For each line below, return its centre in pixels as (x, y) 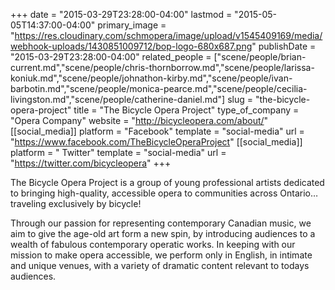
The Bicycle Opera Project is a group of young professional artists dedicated (167, 182)
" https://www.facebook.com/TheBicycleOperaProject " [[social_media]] (156, 142)
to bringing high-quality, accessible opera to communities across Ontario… (164, 193)
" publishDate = (284, 46)
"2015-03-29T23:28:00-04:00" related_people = (111, 57)
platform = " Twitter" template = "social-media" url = (118, 152)
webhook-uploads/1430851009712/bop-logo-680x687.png (131, 46)
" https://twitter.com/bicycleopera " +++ (91, 163)
